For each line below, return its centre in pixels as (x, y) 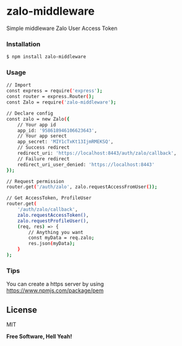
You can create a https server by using (55, 284)
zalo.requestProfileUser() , (53, 221)
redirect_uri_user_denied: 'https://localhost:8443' (86, 164)
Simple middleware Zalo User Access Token (62, 28)
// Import (19, 85)
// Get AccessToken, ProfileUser (49, 198)
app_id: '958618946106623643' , (57, 130)
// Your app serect (42, 136)
